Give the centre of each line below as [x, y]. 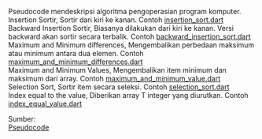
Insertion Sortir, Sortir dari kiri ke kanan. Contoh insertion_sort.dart [116, 20]
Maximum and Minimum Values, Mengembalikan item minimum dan [117, 70]
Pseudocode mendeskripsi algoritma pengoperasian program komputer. [125, 11]
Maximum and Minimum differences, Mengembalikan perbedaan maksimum [131, 45]
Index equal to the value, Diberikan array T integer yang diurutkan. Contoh [129, 95]
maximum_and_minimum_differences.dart [76, 62]
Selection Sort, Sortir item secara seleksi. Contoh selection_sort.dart [119, 87]
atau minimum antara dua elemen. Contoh [76, 53]
